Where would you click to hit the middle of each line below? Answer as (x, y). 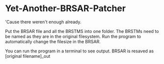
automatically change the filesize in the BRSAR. (53, 41)
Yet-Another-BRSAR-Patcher (66, 8)
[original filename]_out (28, 56)
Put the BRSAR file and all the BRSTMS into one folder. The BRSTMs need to (82, 31)
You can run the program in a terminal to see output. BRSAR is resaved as (79, 51)
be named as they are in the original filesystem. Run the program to (73, 36)
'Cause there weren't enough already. (43, 22)
